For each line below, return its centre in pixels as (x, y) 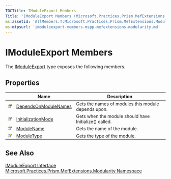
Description (120, 96)
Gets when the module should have (113, 116)
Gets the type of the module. (106, 136)
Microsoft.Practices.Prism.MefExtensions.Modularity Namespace (74, 171)
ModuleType (29, 136)
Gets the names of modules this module (118, 104)
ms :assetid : (18, 21)
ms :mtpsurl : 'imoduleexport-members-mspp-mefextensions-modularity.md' (83, 27)
